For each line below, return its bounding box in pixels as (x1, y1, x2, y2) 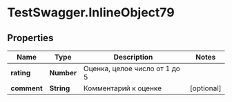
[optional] (189, 84, 222, 93)
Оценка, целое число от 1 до (83, 64, 181, 73)
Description (113, 53, 153, 62)
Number (49, 68, 77, 77)
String (49, 84, 70, 93)
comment (10, 84, 43, 93)
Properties (7, 32, 54, 44)
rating (10, 68, 31, 77)
